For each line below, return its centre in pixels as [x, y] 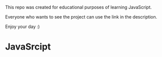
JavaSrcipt [28, 47]
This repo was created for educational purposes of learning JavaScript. [79, 7]
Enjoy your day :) [22, 26]
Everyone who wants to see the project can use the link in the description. [81, 17]
